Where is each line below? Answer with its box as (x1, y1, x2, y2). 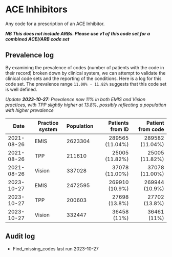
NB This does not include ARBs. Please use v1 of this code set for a (5, 30, 150, 36)
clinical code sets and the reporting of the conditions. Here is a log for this (5, 75, 162, 82)
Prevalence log (5, 51, 54, 60)
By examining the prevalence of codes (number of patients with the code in (5, 64, 164, 70)
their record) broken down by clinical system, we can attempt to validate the (5, 70, 166, 76)
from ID (110, 126, 129, 133)
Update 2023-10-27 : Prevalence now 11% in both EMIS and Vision (5, 96, 146, 102)
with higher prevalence (5, 107, 54, 113)
